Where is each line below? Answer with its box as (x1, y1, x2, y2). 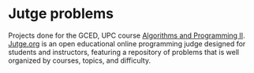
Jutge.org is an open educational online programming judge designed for (8, 38, 246, 48)
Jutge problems (8, 5, 114, 23)
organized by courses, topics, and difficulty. (8, 56, 151, 65)
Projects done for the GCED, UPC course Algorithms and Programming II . (8, 31, 246, 40)
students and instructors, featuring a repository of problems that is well (8, 47, 239, 57)
